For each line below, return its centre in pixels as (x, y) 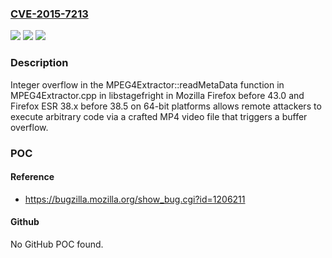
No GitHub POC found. (57, 244)
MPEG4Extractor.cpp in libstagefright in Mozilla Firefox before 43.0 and (157, 95)
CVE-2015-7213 (49, 14)
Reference (32, 177)
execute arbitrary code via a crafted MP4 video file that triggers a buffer (159, 116)
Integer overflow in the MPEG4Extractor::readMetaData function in (147, 84)
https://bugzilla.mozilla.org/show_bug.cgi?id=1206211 (135, 199)
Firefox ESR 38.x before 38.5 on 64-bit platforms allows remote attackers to (166, 106)
